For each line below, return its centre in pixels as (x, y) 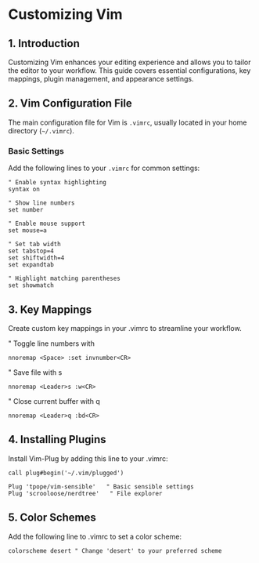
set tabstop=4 (31, 251)
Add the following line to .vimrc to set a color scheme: (95, 536)
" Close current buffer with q (54, 401)
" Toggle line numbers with (52, 343)
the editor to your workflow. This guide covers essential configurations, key (129, 71)
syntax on (24, 190)
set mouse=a (27, 231)
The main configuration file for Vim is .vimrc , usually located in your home (128, 122)
